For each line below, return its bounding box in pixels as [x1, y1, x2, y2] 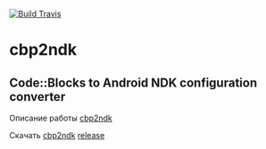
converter [9, 89, 66, 104]
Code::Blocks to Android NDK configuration [9, 75, 257, 90]
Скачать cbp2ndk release [9, 130, 105, 140]
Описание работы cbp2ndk [9, 112, 113, 123]
